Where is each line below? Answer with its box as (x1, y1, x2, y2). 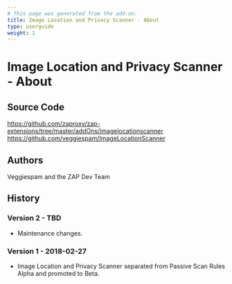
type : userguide (7, 23, 54, 30)
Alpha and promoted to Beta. (17, 269, 100, 278)
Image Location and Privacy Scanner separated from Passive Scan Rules (17, 262, 225, 270)
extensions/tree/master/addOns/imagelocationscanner (7, 127, 163, 135)
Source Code (7, 101, 64, 113)
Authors (7, 154, 44, 166)
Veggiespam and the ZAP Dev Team (7, 173, 111, 181)
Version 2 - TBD (7, 214, 62, 223)
